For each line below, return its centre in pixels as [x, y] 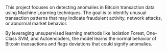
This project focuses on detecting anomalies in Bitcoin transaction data [80, 7]
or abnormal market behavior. [37, 23]
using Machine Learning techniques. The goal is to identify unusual [76, 13]
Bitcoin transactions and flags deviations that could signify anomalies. [79, 44]
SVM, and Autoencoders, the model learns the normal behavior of [87, 38]
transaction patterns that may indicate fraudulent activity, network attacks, [84, 18]
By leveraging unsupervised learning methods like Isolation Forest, [75, 33]
